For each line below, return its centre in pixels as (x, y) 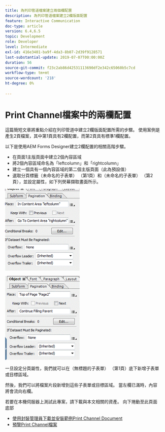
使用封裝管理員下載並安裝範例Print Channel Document (67, 418)
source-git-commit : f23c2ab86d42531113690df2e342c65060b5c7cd (70, 68)
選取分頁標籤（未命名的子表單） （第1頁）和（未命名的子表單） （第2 (82, 175)
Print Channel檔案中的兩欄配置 (68, 115)
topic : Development (25, 37)
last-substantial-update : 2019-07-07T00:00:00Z (55, 57)
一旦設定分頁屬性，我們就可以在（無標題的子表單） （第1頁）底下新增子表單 (82, 368)
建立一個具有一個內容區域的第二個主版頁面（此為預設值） (70, 169)
